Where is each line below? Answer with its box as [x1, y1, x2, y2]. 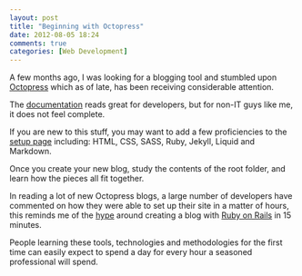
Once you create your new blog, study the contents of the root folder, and [9, 163, 287, 174]
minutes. [9, 220, 43, 231]
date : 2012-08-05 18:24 [9, 30, 100, 39]
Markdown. [9, 146, 52, 157]
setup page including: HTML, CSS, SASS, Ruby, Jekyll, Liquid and [9, 136, 256, 147]
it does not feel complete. [9, 109, 106, 120]
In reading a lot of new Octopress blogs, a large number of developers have [9, 191, 293, 202]
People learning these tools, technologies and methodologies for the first [9, 237, 283, 248]
